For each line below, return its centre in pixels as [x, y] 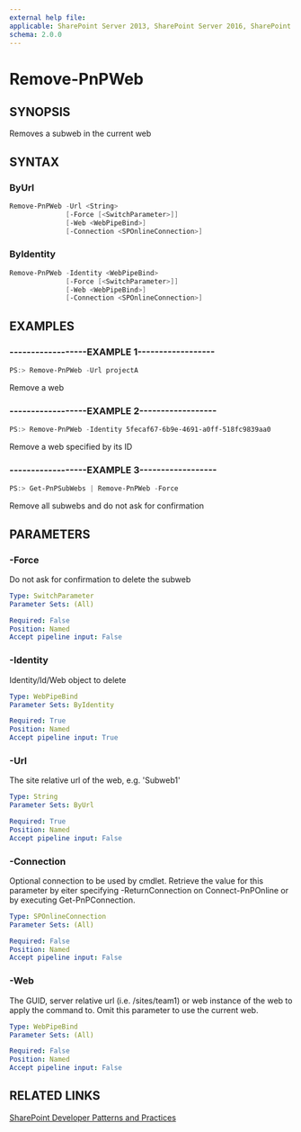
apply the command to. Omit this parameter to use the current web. [134, 1010]
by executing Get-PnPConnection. [72, 900]
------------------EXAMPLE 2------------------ [113, 410]
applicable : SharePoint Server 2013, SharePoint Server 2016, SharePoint [150, 26]
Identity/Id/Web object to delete [68, 679]
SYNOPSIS [40, 112]
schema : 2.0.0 [36, 34]
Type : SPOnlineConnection [58, 916]
